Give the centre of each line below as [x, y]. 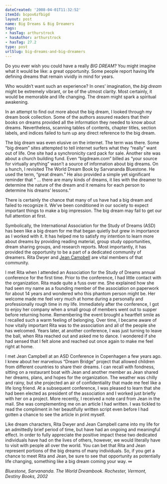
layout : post [19, 19]
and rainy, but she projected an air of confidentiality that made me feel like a [83, 383]
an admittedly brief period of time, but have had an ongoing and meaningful [83, 429]
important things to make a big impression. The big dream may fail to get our [83, 211]
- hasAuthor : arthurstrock [33, 38]
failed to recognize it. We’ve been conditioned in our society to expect [77, 205]
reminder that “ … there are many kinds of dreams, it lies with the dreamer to [83, 180]
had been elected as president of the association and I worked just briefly [81, 393]
